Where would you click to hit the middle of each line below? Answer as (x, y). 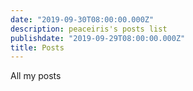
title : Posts (37, 47)
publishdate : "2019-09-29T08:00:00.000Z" (98, 38)
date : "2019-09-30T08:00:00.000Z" (82, 19)
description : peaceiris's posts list (89, 29)
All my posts (36, 76)
